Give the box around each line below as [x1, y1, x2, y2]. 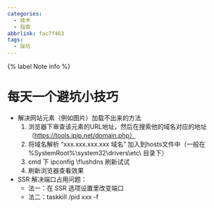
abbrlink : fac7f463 [7, 30, 65, 37]
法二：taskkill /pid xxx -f [27, 193, 99, 201]
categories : [7, 10, 42, 18]
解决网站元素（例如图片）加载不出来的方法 [17, 113, 141, 122]
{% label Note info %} [7, 63, 70, 70]
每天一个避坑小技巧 [7, 89, 119, 105]
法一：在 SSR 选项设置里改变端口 [27, 183, 125, 192]
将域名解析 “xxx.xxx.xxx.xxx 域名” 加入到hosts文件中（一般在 [27, 140, 206, 148]
